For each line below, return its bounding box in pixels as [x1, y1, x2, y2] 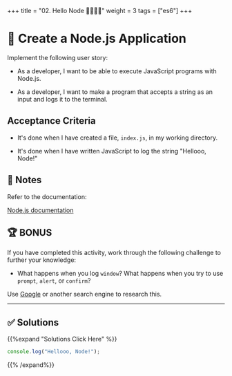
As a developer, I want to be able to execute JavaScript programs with [17, 66, 217, 75]
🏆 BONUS [7, 227, 52, 238]
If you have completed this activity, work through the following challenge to [7, 249, 221, 257]
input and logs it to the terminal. [17, 95, 108, 103]
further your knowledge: [7, 256, 77, 264]
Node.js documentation [7, 206, 74, 214]
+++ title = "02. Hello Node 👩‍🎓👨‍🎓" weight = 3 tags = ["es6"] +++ [7, 7, 192, 15]
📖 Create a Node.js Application [7, 31, 186, 46]
